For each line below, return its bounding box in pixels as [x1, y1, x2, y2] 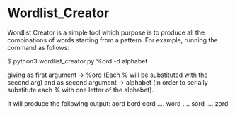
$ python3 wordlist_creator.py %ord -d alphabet [7, 56, 148, 65]
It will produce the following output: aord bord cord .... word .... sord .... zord [7, 99, 229, 107]
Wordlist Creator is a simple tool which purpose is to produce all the [7, 28, 205, 37]
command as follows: [7, 43, 69, 52]
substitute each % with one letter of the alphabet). [7, 85, 154, 94]
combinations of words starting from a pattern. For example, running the [7, 35, 218, 44]
